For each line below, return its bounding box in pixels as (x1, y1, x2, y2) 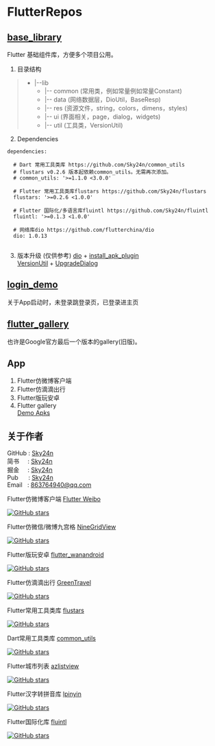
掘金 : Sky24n (7, 466, 53, 474)
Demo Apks (16, 409, 50, 417)
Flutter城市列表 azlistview (7, 662, 79, 671)
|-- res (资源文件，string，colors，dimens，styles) (44, 104, 188, 112)
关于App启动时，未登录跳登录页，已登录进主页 (7, 298, 139, 306)
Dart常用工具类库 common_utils (7, 634, 96, 642)
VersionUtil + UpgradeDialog (16, 259, 98, 267)
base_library (7, 32, 62, 43)
